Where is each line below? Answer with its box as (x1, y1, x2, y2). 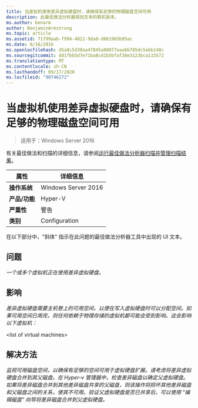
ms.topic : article (6, 31, 51, 37)
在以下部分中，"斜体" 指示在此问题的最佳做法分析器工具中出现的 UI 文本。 (6, 233, 186, 241)
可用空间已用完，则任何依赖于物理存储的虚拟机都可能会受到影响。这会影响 (11, 312, 192, 319)
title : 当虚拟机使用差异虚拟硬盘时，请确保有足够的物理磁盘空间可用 (6, 8, 152, 15)
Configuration (41, 216, 79, 225)
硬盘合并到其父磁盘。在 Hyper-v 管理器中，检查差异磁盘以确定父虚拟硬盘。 (6, 374, 189, 381)
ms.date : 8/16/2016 (6, 42, 54, 48)
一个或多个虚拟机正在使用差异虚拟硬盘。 (6, 269, 104, 276)
